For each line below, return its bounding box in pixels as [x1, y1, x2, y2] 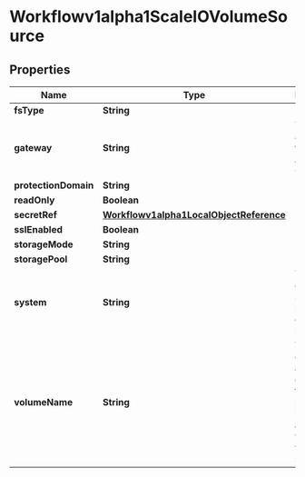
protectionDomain [14, 179, 94, 192]
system [14, 296, 47, 308]
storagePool [14, 253, 68, 265]
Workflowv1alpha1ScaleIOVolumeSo [9, 6, 289, 27]
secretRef [14, 209, 57, 221]
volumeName [14, 396, 74, 408]
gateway [14, 142, 53, 154]
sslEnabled [14, 224, 64, 235]
